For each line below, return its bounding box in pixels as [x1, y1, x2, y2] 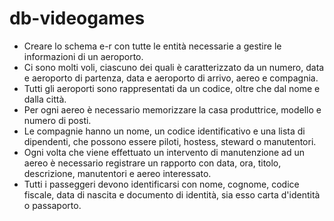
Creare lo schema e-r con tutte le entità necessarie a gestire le [23, 40, 282, 52]
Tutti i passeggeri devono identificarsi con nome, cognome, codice [23, 178, 300, 190]
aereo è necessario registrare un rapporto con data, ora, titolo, [23, 157, 282, 169]
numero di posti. [23, 114, 92, 126]
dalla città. [23, 93, 67, 105]
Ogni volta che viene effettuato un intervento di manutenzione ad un [23, 146, 306, 158]
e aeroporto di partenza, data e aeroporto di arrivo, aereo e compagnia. [23, 72, 319, 84]
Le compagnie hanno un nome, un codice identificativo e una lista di [23, 125, 306, 137]
